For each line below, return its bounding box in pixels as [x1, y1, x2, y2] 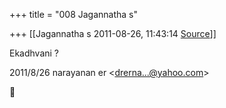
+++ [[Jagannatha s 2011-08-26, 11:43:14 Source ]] [9, 28, 217, 39]
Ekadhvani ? [9, 47, 60, 59]
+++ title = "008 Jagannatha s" [9, 9, 139, 20]
